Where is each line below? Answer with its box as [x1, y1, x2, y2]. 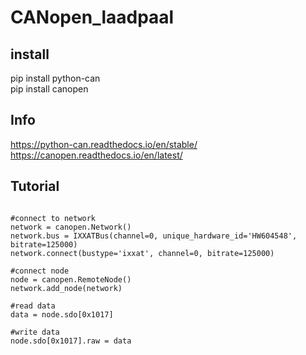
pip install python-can [10, 72, 101, 84]
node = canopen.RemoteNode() [10, 274, 132, 285]
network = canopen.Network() [10, 222, 132, 232]
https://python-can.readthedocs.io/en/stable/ [10, 138, 198, 150]
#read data [10, 301, 56, 311]
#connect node [10, 266, 70, 276]
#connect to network [10, 213, 97, 223]
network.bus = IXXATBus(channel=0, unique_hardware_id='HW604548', [10, 231, 298, 241]
